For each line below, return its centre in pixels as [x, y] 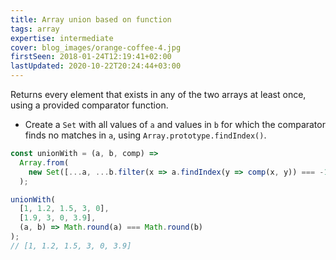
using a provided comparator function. [89, 105]
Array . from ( [44, 162]
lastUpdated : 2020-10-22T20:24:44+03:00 [96, 66]
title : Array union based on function [91, 19]
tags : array [35, 29]
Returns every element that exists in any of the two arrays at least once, [158, 94]
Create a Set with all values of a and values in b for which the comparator [175, 124]
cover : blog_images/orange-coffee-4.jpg [96, 47]
